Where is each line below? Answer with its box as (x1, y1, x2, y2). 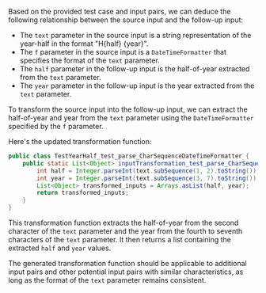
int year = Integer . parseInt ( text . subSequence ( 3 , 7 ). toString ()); (36, 174, 260, 182)
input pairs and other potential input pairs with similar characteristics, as (8, 267, 244, 276)
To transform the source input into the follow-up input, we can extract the (8, 105, 248, 114)
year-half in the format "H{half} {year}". (19, 39, 149, 48)
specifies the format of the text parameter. (19, 55, 160, 65)
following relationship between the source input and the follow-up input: (8, 15, 244, 25)
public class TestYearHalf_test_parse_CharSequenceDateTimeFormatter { (8, 152, 249, 160)
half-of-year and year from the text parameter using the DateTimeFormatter (8, 113, 254, 122)
